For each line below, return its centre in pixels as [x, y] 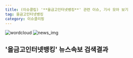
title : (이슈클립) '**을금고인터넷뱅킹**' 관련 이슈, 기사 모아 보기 [67, 10]
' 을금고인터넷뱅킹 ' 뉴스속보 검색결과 [57, 49]
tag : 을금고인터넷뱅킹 [24, 14]
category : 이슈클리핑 [25, 19]
